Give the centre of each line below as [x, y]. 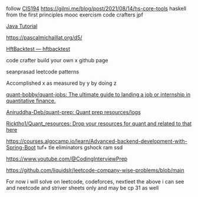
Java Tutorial [22, 26]
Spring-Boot [21, 147]
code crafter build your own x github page [57, 60]
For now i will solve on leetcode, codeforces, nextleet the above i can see [95, 181]
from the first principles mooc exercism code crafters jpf [75, 15]
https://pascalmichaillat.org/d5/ [44, 37]
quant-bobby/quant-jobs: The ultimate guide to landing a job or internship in [98, 94]
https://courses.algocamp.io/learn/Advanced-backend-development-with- [97, 141]
